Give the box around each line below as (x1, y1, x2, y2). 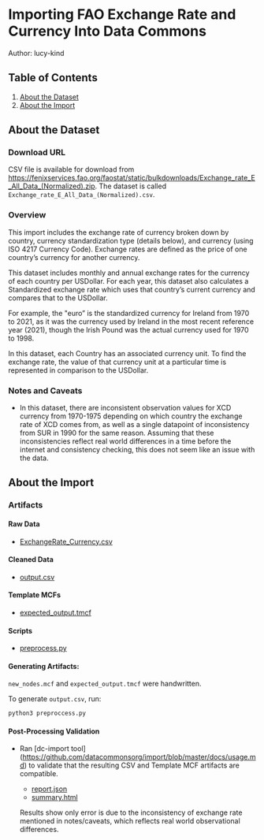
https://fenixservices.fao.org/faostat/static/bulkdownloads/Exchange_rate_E (8, 173, 256, 183)
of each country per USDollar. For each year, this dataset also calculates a (8, 276, 249, 285)
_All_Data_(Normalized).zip (8, 181, 96, 191)
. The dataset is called (95, 181, 167, 191)
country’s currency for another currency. (8, 252, 140, 262)
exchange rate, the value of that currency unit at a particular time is (8, 357, 227, 366)
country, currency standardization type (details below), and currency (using (8, 236, 254, 245)
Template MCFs (8, 590, 61, 600)
